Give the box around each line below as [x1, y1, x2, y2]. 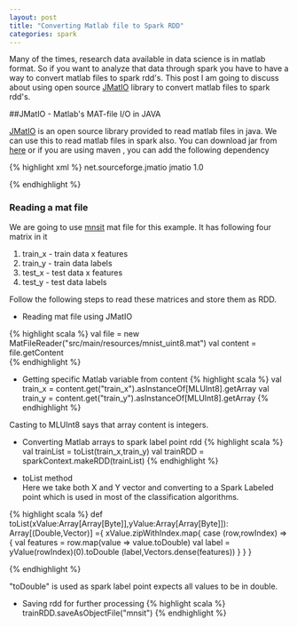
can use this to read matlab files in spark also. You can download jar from [9, 135, 277, 147]
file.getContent [9, 347, 64, 358]
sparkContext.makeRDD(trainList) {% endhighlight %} [21, 455, 219, 466]
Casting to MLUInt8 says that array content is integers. [9, 419, 209, 430]
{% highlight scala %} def [9, 508, 104, 520]
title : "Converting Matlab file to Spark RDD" [9, 21, 184, 30]
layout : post [9, 12, 58, 22]
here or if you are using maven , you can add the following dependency [9, 145, 270, 155]
